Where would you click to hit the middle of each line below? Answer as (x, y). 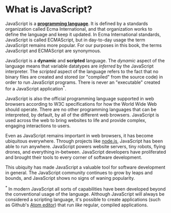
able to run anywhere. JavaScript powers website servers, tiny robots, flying (86, 146)
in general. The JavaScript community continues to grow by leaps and (79, 173)
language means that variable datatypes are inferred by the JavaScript (80, 66)
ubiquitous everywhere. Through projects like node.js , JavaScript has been (84, 141)
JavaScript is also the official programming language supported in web (80, 99)
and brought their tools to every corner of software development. (74, 157)
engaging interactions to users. (38, 126)
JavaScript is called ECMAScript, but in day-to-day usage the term (75, 40)
